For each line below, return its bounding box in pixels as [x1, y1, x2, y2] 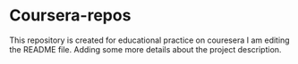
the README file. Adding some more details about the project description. [9, 44, 282, 54]
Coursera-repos [9, 5, 132, 26]
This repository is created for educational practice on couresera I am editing [9, 35, 290, 45]
